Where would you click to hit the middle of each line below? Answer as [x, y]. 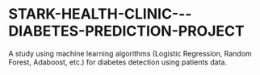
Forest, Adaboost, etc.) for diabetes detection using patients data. [118, 62]
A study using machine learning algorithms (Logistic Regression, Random [130, 53]
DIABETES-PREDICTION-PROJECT [126, 31]
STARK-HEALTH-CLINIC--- [100, 14]
